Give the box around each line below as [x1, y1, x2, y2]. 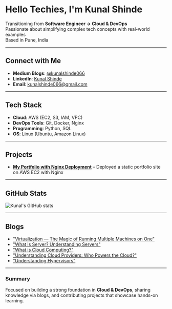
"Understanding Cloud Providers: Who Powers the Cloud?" [12, 252, 137, 258]
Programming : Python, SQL [12, 125, 72, 131]
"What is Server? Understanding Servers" [12, 241, 101, 247]
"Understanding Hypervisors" [12, 258, 76, 263]
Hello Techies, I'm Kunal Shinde [5, 4, 142, 15]
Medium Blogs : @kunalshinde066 [12, 70, 85, 76]
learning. [5, 298, 24, 304]
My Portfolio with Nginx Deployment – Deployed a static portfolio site [12, 164, 161, 170]
